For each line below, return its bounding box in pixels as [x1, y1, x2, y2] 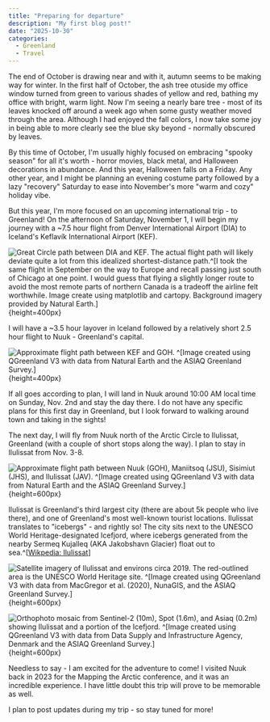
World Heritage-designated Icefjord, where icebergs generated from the [8, 530, 248, 540]
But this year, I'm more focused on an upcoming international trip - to [8, 206, 238, 215]
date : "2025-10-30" [8, 27, 74, 35]
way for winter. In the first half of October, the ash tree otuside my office [8, 80, 248, 90]
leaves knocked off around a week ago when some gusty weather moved [8, 106, 252, 116]
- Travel [15, 49, 45, 57]
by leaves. [8, 132, 43, 141]
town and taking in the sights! [8, 415, 106, 424]
